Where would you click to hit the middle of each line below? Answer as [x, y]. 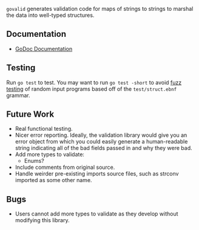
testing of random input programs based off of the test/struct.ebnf [92, 89]
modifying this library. [42, 220]
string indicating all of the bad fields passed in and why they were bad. [103, 148]
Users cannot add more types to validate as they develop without [96, 214]
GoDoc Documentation [44, 48]
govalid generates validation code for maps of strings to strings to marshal [100, 9]
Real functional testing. [44, 129]
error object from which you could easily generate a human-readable [101, 142]
